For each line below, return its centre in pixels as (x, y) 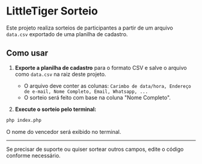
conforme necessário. (34, 156)
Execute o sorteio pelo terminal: (56, 109)
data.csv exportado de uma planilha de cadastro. (67, 34)
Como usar (27, 53)
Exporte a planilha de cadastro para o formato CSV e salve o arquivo (101, 68)
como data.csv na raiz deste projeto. (60, 74)
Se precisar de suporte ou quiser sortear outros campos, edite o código (95, 149)
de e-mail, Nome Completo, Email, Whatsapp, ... (86, 92)
